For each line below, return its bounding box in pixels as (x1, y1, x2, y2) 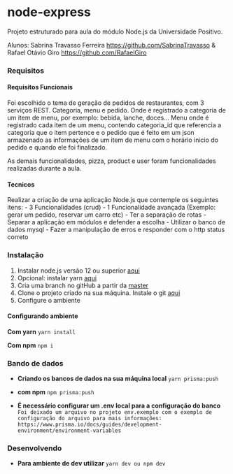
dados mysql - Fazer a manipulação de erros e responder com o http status (7, 225, 225, 234)
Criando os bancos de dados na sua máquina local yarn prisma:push (17, 375, 219, 383)
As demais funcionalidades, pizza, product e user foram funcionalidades (7, 157, 216, 165)
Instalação (7, 250, 44, 260)
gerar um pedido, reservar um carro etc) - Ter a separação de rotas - (7, 210, 206, 219)
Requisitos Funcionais (7, 83, 73, 92)
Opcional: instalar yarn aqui (17, 273, 97, 282)
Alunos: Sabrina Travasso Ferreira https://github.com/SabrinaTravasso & (7, 41, 216, 49)
